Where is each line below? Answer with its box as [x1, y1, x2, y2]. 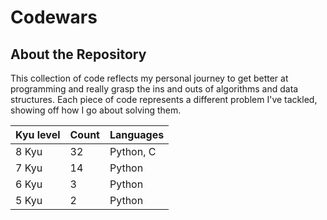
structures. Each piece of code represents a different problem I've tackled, [10, 94, 318, 105]
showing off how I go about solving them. [10, 104, 182, 116]
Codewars [10, 6, 98, 29]
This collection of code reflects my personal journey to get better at [10, 72, 289, 84]
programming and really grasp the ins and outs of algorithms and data [10, 83, 299, 95]
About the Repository [10, 46, 147, 63]
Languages [109, 128, 165, 141]
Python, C [109, 145, 157, 158]
